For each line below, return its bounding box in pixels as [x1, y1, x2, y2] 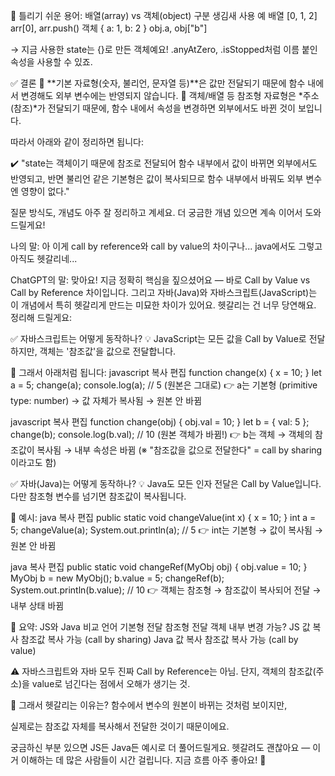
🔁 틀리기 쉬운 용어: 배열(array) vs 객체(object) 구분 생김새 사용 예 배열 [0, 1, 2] [10, 10, 318, 21]
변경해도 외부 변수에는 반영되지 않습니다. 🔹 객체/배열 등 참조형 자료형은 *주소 [20, 90, 320, 101]
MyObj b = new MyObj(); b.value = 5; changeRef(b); [10, 572, 225, 584]
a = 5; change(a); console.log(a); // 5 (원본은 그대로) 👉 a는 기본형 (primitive [10, 379, 318, 391]
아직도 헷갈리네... [10, 253, 78, 264]
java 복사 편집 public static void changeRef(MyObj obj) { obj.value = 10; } [10, 561, 308, 573]
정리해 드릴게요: [10, 312, 73, 323]
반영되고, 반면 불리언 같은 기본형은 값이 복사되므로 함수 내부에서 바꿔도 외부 [10, 173, 304, 184]
